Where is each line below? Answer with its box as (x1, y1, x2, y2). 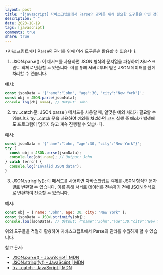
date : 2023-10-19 (5, 20, 40, 26)
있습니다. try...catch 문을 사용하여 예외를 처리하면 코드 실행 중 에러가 (12, 115, 142, 121)
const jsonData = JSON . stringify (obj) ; (5, 214, 86, 219)
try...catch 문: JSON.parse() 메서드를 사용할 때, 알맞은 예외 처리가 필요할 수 (12, 109, 156, 115)
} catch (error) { (5, 159, 42, 164)
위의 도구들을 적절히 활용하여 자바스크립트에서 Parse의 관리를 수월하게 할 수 (5, 228, 149, 234)
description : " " (5, 16, 40, 21)
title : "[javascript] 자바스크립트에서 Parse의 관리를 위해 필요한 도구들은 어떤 (5, 12, 151, 17)
